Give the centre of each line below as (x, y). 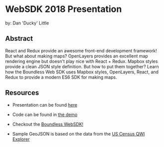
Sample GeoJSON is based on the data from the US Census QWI (79, 134)
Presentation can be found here (45, 105)
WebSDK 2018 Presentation (64, 9)
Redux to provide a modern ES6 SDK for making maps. (61, 77)
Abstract (19, 39)
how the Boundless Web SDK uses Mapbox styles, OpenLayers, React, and (82, 72)
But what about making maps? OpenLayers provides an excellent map (77, 56)
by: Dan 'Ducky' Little (27, 23)
